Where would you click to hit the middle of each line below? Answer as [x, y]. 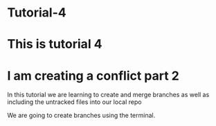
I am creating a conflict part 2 [93, 75]
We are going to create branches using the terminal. [81, 116]
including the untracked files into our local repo [74, 102]
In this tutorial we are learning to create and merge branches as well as [108, 95]
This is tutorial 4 [55, 44]
